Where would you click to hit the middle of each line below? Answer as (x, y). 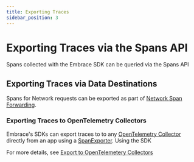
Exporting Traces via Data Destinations (82, 84)
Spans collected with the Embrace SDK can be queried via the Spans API (98, 65)
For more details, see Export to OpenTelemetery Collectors (80, 152)
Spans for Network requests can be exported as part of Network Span (94, 99)
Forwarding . (21, 105)
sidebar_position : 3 (33, 18)
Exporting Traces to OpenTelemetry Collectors (77, 121)
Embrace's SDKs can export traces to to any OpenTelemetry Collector (94, 134)
